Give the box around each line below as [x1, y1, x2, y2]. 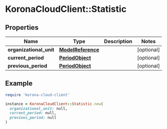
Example [5, 79, 33, 88]
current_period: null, [9, 111, 57, 116]
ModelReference [59, 46, 99, 53]
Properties [5, 23, 39, 32]
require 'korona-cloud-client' [5, 92, 70, 97]
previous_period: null [9, 115, 57, 120]
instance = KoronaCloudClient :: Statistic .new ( [5, 101, 103, 106]
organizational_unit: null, [9, 106, 68, 111]
